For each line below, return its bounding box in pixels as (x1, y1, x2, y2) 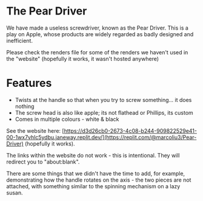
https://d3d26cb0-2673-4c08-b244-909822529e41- (64, 127, 198, 134)
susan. (6, 189, 23, 196)
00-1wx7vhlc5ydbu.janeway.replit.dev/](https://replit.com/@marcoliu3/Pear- (6, 133, 197, 141)
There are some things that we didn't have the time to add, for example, (6, 170, 185, 177)
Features (6, 77, 52, 90)
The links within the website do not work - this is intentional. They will (6, 152, 180, 159)
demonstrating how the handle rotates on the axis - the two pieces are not (6, 176, 191, 183)
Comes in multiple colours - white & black (15, 115, 119, 123)
